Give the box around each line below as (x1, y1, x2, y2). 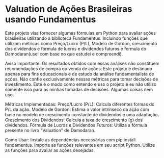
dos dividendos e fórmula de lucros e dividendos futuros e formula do (5, 46, 146, 52)
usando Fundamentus (5, 14, 96, 25)
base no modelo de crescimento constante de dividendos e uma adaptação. (5, 111, 159, 117)
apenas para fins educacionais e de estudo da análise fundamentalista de (5, 71, 154, 77)
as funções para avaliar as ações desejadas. (5, 147, 95, 153)
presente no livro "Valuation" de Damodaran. (5, 127, 96, 133)
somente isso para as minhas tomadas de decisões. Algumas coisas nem (5, 86, 153, 92)
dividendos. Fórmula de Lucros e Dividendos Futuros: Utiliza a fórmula (5, 122, 147, 128)
